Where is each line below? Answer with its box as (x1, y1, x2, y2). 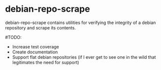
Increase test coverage (12, 44, 59, 49)
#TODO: (5, 34, 22, 40)
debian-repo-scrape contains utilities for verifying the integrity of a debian (5, 20, 156, 25)
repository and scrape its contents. (5, 24, 76, 30)
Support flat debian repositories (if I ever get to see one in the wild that (12, 54, 156, 60)
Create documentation (12, 49, 58, 55)
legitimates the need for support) (12, 59, 80, 65)
